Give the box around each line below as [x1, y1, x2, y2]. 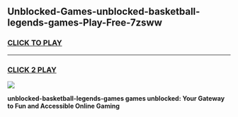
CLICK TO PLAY [7, 38, 62, 48]
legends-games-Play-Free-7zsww [7, 17, 163, 29]
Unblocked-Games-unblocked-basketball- [7, 6, 200, 18]
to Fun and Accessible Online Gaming [7, 101, 120, 110]
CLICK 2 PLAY [7, 65, 57, 74]
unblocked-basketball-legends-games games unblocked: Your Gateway [7, 94, 225, 102]
